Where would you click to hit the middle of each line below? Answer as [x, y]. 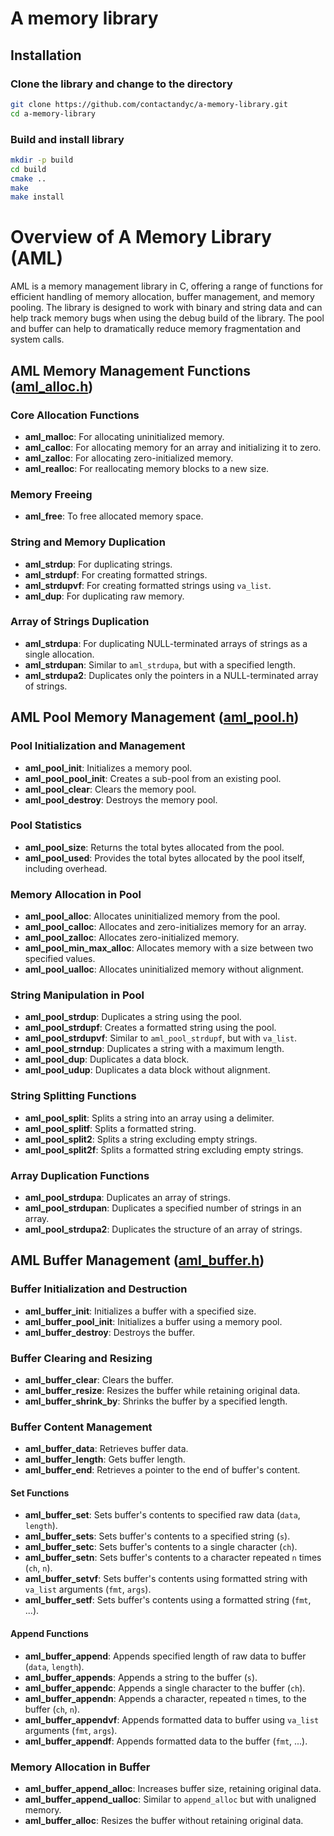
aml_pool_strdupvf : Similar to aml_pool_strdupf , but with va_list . [161, 1038]
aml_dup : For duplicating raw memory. [104, 596]
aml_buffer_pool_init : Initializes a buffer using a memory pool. [153, 1321]
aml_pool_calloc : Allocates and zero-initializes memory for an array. [165, 927]
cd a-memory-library [53, 113]
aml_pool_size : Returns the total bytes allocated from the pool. [154, 847]
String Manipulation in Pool [77, 995]
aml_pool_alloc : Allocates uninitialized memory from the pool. [152, 916]
